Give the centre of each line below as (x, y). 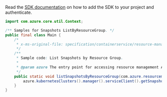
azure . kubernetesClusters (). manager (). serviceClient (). (82, 81)
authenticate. (19, 12)
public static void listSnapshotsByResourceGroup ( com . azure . (79, 76)
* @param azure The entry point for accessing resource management (87, 67)
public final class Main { (33, 35)
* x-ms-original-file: (40, 44)
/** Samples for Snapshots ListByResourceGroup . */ (60, 30)
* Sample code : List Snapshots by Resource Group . (70, 58)
